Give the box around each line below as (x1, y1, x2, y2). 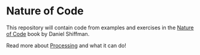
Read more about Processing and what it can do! (6, 42, 127, 49)
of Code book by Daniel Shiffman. (6, 30, 90, 37)
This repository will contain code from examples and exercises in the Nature (6, 24, 194, 31)
